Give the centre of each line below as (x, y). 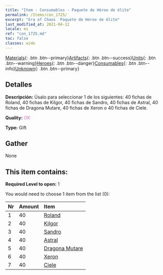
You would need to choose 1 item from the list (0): (57, 194)
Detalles (19, 85)
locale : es (17, 29)
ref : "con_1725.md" (26, 34)
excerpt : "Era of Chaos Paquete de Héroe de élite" (63, 19)
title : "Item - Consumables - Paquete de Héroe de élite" (68, 10)
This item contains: (37, 172)
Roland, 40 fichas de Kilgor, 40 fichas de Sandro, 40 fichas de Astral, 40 (82, 102)
